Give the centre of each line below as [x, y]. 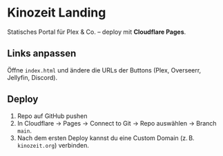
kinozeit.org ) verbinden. [53, 145]
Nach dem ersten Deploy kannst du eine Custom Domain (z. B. [106, 138]
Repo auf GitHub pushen [52, 116]
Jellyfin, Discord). [32, 77]
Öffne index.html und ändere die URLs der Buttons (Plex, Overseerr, [104, 70]
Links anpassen [42, 53]
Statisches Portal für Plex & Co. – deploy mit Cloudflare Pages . [97, 32]
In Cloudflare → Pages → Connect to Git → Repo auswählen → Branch [117, 123]
